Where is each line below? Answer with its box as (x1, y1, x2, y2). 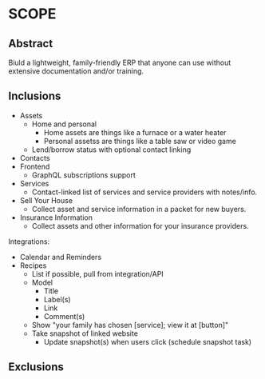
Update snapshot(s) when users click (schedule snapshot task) (43, 337, 252, 346)
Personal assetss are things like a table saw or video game (43, 136, 237, 146)
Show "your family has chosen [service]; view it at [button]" (31, 320, 229, 329)
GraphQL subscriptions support (31, 170, 136, 180)
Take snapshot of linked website (31, 329, 138, 338)
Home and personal (31, 119, 97, 129)
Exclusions (8, 361, 64, 374)
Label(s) (43, 294, 71, 304)
